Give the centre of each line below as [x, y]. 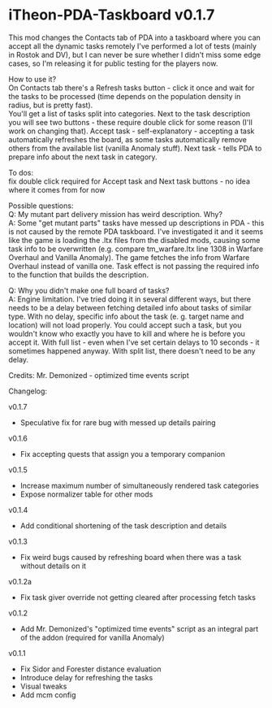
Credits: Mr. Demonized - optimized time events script [99, 375]
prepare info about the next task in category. [83, 157]
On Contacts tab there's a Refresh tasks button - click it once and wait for [132, 88]
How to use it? [32, 79]
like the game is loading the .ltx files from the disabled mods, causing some [134, 240]
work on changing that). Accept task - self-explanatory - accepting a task [132, 131]
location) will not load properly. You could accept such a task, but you [125, 325]
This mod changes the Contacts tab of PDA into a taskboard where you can [135, 37]
